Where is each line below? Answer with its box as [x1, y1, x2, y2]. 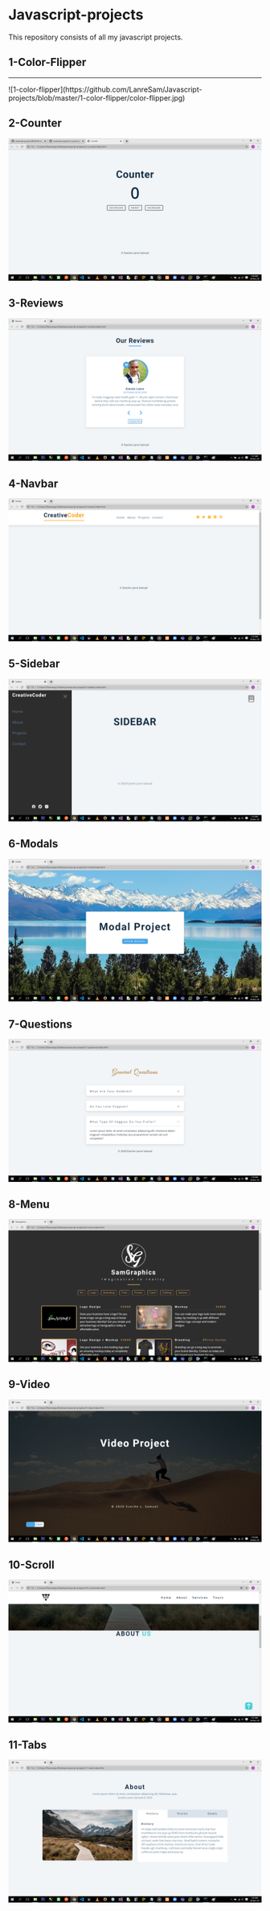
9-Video [8, 1378, 51, 1391]
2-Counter [8, 117, 63, 130]
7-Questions [8, 1017, 72, 1031]
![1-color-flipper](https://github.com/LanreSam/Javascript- [8, 84, 202, 94]
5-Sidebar [8, 657, 60, 671]
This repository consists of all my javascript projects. [8, 32, 183, 42]
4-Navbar [8, 476, 59, 490]
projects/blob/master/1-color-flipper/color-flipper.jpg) [8, 93, 186, 102]
